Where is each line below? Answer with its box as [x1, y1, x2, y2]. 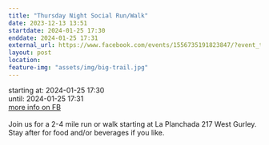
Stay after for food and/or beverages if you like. [8, 127, 165, 137]
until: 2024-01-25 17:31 [8, 93, 84, 104]
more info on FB [8, 102, 62, 112]
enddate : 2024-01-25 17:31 [8, 33, 98, 42]
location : [8, 57, 42, 65]
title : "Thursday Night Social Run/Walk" [8, 11, 149, 20]
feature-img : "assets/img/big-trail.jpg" [8, 64, 149, 72]
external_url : [8, 41, 56, 49]
